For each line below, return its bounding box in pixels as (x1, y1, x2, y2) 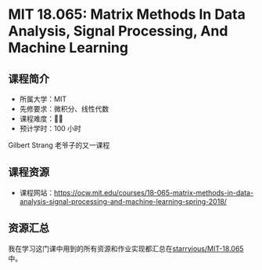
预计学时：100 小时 (19, 124, 82, 133)
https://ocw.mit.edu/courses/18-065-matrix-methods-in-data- (53, 188, 254, 197)
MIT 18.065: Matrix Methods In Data (8, 5, 246, 24)
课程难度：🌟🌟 (19, 114, 64, 123)
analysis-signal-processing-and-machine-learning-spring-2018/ (19, 196, 227, 206)
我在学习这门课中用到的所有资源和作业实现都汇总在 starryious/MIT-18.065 (8, 243, 244, 253)
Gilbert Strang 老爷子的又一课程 (8, 140, 110, 150)
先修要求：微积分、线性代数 (19, 104, 109, 113)
